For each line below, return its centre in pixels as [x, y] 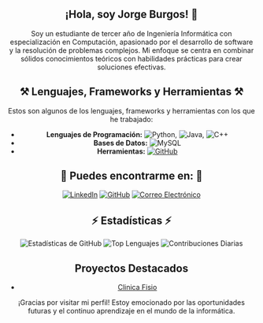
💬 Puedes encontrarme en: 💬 [131, 176]
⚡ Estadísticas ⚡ [131, 220]
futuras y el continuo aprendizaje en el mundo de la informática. [131, 311]
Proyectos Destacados [131, 268]
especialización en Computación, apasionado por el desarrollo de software [131, 42]
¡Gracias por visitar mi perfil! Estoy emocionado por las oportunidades [131, 303]
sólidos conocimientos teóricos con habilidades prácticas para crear [131, 58]
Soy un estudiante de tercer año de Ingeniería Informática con [131, 33]
